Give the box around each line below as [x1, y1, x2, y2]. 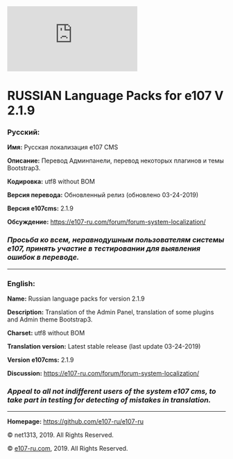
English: [7, 278, 36, 288]
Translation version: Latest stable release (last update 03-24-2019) [7, 342, 201, 351]
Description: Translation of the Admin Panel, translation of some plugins [7, 308, 214, 317]
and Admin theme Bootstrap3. [7, 315, 93, 324]
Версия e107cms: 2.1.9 [7, 204, 74, 212]
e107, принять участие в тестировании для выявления [7, 244, 201, 253]
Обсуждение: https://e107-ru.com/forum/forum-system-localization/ [7, 218, 206, 226]
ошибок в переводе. [7, 253, 80, 262]
